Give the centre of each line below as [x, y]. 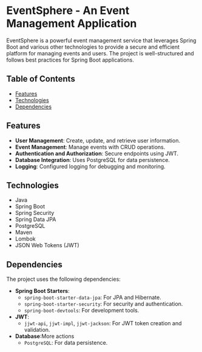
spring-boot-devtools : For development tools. [82, 311]
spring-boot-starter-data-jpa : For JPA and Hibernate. [93, 297]
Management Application [72, 23]
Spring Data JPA [35, 219]
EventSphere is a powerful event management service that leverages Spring [101, 40]
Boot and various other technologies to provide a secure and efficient [93, 47]
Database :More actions [45, 336]
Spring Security [35, 213]
